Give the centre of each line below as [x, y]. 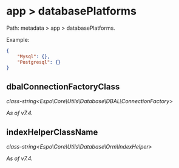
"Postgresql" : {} [39, 62]
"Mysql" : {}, [34, 56]
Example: [18, 39]
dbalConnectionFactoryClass [63, 86]
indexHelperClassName [52, 132]
